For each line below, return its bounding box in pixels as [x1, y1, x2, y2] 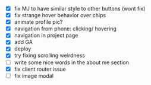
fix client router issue [14, 65, 66, 73]
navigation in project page [14, 32, 78, 39]
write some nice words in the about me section [14, 59, 129, 66]
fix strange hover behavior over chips [14, 12, 106, 19]
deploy [14, 45, 32, 52]
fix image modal [14, 72, 54, 79]
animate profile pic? [14, 18, 63, 26]
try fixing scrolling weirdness [14, 52, 86, 59]
